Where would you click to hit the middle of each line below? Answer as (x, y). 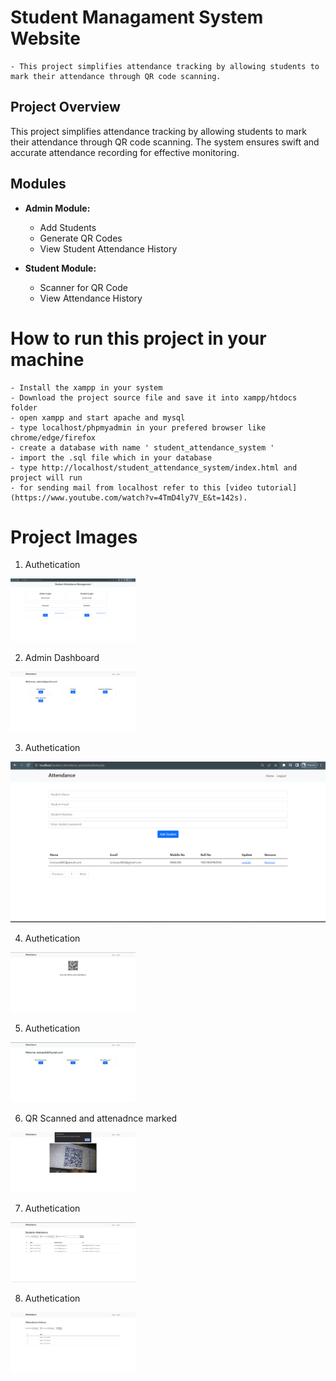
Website (45, 38)
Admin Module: (57, 208)
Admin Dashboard (62, 658)
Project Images (74, 537)
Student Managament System (137, 17)
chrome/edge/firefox (53, 437)
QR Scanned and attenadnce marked (101, 1118)
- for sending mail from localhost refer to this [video (131, 487)
